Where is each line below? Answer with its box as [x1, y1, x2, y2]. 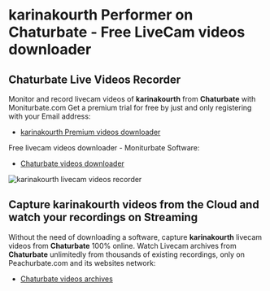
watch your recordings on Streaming [8, 211, 198, 224]
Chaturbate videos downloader [20, 159, 124, 168]
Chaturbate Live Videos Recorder [8, 72, 181, 86]
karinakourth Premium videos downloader [20, 128, 161, 137]
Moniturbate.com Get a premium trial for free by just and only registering [8, 103, 252, 112]
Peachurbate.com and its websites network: [8, 258, 156, 267]
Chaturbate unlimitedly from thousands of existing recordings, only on [8, 250, 246, 259]
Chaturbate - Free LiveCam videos [8, 23, 246, 41]
